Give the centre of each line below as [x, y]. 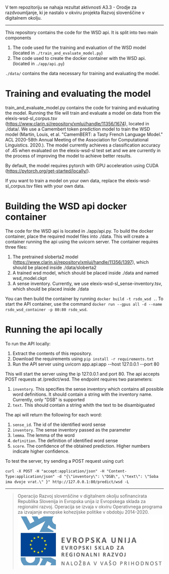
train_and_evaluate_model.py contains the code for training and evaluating [82, 107]
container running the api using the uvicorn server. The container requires [82, 242]
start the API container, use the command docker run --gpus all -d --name [84, 304]
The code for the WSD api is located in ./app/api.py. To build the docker [79, 231]
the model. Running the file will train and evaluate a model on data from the [83, 113]
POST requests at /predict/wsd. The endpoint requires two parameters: [79, 379]
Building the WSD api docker [66, 206]
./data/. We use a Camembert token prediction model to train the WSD [78, 129]
